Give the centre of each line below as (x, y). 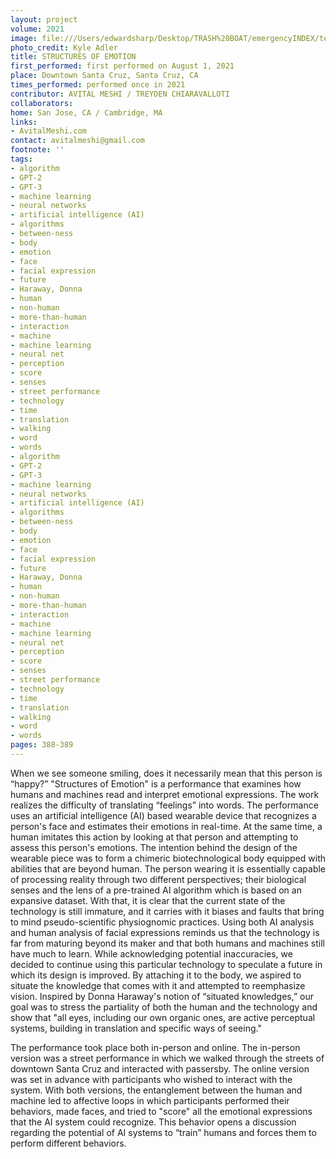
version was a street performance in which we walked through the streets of (167, 1058)
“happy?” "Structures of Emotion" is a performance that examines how (156, 783)
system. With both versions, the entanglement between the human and (156, 1090)
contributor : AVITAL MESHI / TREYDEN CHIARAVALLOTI (120, 94)
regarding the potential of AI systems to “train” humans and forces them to (163, 1132)
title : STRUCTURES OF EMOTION (73, 57)
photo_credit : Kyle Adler (64, 47)
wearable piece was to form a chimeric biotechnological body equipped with (168, 858)
